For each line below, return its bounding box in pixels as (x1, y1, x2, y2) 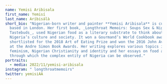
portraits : (5, 58, 28, 63)
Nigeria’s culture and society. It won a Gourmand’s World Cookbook (9, 35, 155, 40)
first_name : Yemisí (5, 12, 46, 17)
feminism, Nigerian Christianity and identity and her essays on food (9, 48, 159, 53)
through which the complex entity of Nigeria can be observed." (9, 53, 146, 58)
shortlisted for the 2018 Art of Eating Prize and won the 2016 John (9, 40, 157, 44)
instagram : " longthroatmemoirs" (5, 67, 75, 72)
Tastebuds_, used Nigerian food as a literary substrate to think (9, 30, 150, 35)
